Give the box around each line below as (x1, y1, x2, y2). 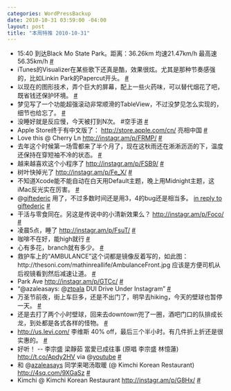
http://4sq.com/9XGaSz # (17, 369, 91, 377)
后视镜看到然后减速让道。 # (17, 270, 96, 278)
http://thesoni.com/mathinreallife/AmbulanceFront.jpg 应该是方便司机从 (17, 261, 221, 269)
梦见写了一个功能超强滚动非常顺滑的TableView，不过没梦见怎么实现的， (17, 100, 223, 108)
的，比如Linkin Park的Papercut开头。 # (17, 74, 129, 82)
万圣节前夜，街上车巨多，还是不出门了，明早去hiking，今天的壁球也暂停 (17, 293, 223, 302)
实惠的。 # (17, 336, 48, 345)
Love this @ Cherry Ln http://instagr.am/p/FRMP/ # (17, 134, 163, 142)
